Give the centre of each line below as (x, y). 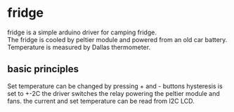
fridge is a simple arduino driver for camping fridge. (82, 32)
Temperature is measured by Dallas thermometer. (79, 47)
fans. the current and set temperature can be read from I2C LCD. (101, 101)
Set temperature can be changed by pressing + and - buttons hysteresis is (115, 86)
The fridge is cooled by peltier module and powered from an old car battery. (117, 39)
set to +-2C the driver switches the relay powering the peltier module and (113, 93)
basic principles (43, 69)
